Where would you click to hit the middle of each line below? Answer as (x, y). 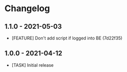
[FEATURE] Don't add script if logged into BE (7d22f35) (67, 38)
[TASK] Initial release (33, 65)
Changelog (27, 9)
